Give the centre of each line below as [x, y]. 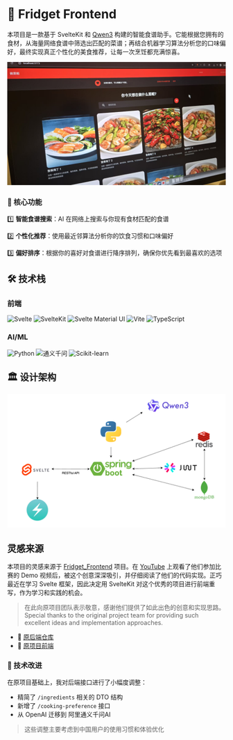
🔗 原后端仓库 [35, 637]
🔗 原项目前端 [35, 646]
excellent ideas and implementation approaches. [93, 623]
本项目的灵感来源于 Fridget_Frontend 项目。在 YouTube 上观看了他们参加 [111, 567]
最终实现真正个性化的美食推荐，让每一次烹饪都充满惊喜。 [101, 52]
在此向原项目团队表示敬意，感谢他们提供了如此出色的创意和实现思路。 [124, 608]
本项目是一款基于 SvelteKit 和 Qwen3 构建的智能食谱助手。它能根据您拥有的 [115, 34]
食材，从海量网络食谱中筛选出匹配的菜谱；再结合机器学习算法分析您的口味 [113, 43]
